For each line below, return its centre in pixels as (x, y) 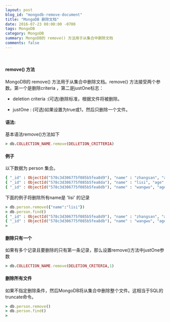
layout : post (19, 10)
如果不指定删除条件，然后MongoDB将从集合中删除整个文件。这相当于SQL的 (84, 290)
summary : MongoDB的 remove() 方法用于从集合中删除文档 (59, 38)
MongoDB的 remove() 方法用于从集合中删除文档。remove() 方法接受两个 (81, 82)
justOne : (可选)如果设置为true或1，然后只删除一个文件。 (71, 109)
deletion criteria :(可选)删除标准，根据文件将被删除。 (67, 99)
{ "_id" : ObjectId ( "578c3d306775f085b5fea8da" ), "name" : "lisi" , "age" (85, 183)
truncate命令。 (21, 297)
